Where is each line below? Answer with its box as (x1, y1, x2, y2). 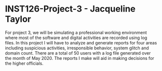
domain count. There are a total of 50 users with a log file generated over (5, 50, 151, 56)
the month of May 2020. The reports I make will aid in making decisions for (5, 55, 155, 61)
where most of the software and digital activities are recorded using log (5, 35, 147, 41)
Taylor (5, 14, 31, 25)
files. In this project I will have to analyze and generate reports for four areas (5, 40, 157, 45)
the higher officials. (5, 60, 44, 66)
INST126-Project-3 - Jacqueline (5, 3, 136, 14)
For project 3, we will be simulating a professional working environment (5, 29, 147, 35)
